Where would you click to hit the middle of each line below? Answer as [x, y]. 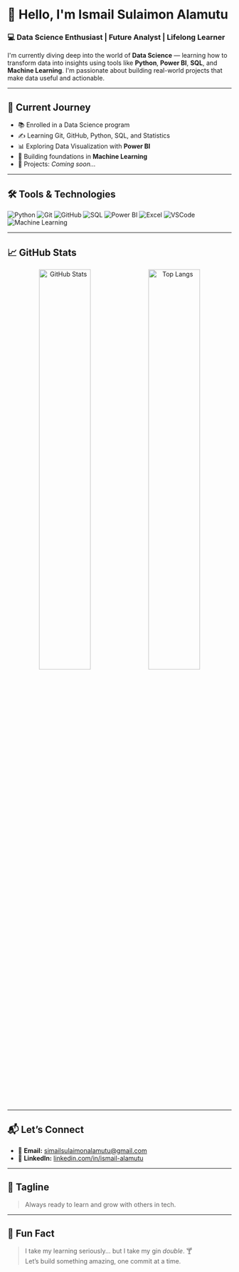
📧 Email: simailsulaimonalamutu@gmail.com [82, 1150]
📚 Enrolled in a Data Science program [74, 125]
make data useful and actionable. [56, 78]
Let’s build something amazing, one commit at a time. [103, 1261]
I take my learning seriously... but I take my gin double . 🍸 [108, 1251]
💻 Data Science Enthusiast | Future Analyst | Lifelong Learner [116, 37]
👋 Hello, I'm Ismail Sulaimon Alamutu [118, 15]
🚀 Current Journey [49, 107]
